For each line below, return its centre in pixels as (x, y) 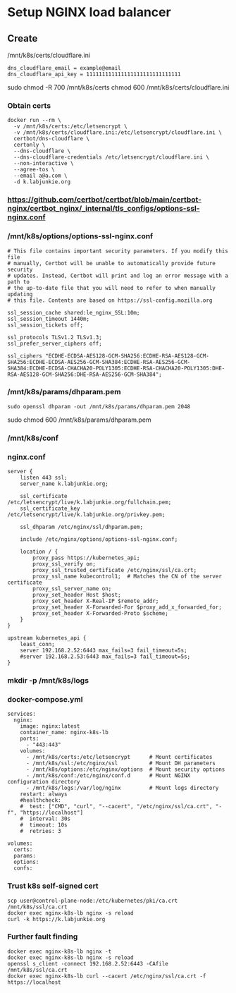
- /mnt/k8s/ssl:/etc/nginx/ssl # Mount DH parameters (121, 763)
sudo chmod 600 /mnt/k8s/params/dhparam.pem (79, 420)
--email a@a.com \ (41, 176)
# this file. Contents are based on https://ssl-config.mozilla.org (110, 300)
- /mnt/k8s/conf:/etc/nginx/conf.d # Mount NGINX (108, 776)
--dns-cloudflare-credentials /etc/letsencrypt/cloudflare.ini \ (112, 157)
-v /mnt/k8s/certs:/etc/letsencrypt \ (71, 127)
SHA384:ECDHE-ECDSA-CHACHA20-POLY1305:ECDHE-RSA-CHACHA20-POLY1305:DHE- (116, 368)
